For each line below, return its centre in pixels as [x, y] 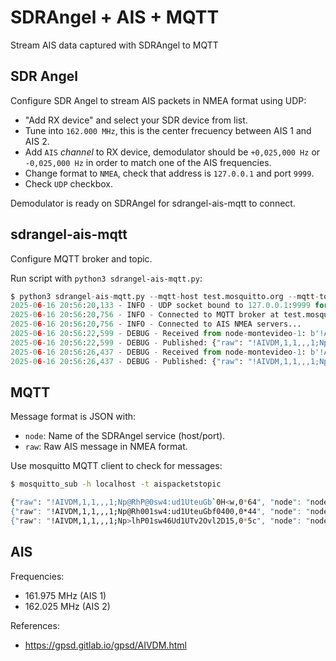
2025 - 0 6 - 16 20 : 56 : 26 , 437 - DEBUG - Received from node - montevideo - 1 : [158, 352]
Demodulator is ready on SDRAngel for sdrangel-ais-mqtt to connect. [153, 203]
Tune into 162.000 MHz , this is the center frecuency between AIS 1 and [168, 130]
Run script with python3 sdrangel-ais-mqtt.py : [106, 278]
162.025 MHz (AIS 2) [67, 606]
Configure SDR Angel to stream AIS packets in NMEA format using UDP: [158, 100]
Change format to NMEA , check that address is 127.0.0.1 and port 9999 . [169, 173]
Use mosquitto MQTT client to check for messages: [116, 466]
